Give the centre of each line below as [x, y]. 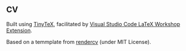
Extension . [19, 30]
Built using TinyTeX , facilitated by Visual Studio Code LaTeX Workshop [93, 24]
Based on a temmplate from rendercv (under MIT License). [79, 42]
